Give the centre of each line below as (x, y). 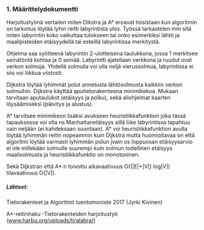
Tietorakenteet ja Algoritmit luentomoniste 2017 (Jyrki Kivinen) (85, 202)
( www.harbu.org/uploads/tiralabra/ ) (51, 220)
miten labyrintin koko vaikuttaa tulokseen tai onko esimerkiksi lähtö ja (93, 35)
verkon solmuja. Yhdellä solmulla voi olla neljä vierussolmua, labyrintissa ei (100, 66)
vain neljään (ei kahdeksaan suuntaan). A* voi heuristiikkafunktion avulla (97, 129)
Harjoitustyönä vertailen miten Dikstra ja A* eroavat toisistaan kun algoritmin (102, 23)
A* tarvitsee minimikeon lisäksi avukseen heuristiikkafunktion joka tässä (96, 116)
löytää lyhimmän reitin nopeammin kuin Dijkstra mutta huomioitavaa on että (100, 135)
